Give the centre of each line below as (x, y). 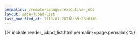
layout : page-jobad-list (30, 14)
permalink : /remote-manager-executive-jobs (50, 10)
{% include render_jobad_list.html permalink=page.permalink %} (70, 33)
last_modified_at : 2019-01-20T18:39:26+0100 (51, 19)
